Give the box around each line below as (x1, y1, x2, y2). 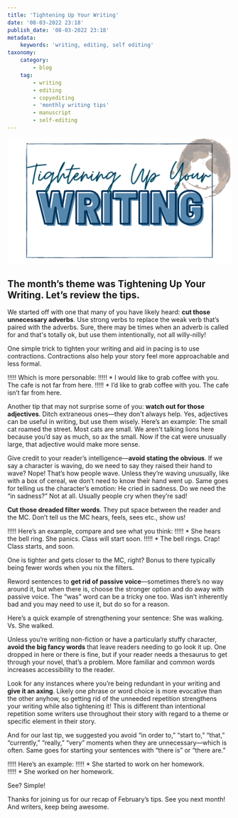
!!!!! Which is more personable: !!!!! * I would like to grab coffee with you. (7, 373, 220, 382)
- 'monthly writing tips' (33, 102, 110, 109)
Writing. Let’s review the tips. (7, 289, 140, 301)
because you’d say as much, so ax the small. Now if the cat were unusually (7, 433, 227, 441)
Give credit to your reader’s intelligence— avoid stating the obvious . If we (7, 454, 223, 462)
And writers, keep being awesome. (7, 802, 109, 812)
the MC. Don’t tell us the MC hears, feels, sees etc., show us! (7, 513, 186, 522)
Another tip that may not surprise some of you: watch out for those (7, 403, 205, 411)
